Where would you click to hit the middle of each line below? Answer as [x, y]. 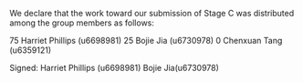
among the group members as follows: [82, 23]
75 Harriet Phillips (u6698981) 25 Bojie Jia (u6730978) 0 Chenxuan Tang [146, 41]
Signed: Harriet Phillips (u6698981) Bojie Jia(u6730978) [114, 68]
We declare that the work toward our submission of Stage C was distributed [152, 13]
